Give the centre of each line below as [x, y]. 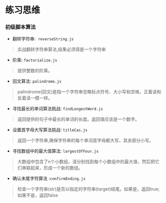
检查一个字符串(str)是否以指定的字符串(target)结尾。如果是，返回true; [88, 189]
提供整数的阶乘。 [35, 71]
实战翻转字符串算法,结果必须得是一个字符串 [61, 49]
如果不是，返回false [38, 196]
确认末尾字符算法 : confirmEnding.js [49, 179]
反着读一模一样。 [35, 98]
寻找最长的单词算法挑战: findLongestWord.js [58, 109]
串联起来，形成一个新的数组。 [52, 168]
